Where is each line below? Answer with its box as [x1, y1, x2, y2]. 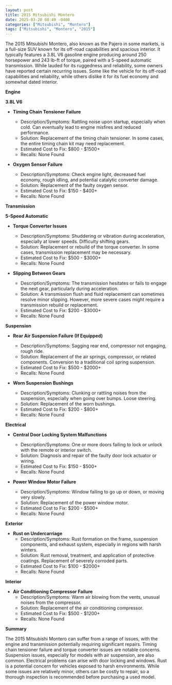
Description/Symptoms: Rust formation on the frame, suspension [20, 536, 158, 542]
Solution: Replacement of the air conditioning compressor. [20, 605, 144, 611]
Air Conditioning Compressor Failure [12, 588, 93, 595]
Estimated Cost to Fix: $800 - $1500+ [20, 146, 100, 152]
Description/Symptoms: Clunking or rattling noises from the [20, 390, 146, 396]
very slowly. [20, 494, 46, 501]
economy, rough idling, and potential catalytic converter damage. [20, 177, 159, 183]
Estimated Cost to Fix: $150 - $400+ [20, 188, 98, 194]
